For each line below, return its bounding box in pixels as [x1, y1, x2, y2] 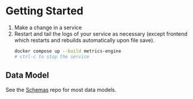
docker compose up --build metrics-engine [14, 48, 122, 54]
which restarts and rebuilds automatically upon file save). [14, 36, 155, 44]
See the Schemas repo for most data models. [5, 86, 117, 93]
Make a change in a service [14, 24, 82, 31]
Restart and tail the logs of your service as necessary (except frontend [14, 30, 188, 37]
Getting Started [5, 4, 84, 18]
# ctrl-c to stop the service [14, 54, 90, 60]
